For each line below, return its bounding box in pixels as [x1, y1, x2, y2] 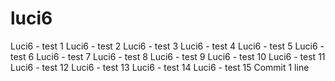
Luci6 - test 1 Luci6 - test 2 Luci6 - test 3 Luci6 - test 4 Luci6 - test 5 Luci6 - [10, 40, 325, 52]
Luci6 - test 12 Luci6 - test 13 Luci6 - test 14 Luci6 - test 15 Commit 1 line [10, 61, 310, 73]
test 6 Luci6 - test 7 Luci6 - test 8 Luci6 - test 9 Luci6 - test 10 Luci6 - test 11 [10, 50, 326, 62]
